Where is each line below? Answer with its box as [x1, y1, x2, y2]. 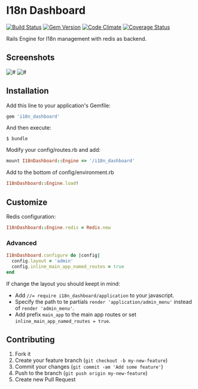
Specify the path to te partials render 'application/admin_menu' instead [14, 298, 193, 305]
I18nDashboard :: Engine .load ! [6, 181, 79, 187]
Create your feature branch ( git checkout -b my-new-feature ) [14, 357, 168, 364]
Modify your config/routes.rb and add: [6, 146, 100, 154]
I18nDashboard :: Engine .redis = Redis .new [6, 225, 111, 231]
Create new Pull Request [14, 376, 76, 383]
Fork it [14, 351, 31, 358]
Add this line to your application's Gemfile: [6, 101, 111, 109]
